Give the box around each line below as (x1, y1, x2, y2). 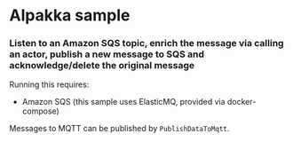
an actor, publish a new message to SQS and (9, 48, 204, 60)
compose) (21, 106, 59, 116)
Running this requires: (9, 79, 90, 90)
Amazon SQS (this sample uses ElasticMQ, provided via (21, 97, 226, 107)
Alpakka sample (9, 5, 131, 26)
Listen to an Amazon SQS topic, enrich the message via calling (9, 37, 284, 50)
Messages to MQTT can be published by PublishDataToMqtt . (9, 123, 230, 134)
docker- (226, 97, 257, 107)
